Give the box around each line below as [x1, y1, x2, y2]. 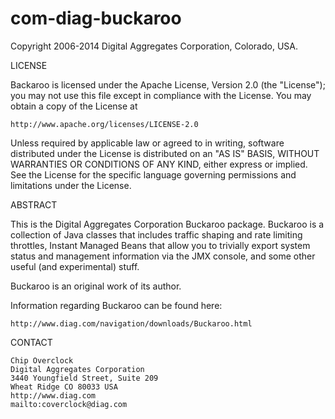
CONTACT [10, 336, 53, 348]
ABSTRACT [10, 198, 58, 211]
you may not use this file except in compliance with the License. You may [10, 89, 312, 101]
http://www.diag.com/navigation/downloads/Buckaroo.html [10, 318, 253, 329]
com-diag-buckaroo [10, 7, 182, 30]
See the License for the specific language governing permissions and [10, 168, 297, 181]
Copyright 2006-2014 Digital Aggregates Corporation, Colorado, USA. [10, 40, 298, 52]
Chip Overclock [10, 355, 74, 366]
